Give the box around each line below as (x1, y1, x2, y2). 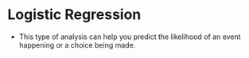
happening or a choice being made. (18, 40, 136, 49)
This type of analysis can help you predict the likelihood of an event (18, 32, 241, 41)
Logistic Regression (7, 6, 142, 24)
